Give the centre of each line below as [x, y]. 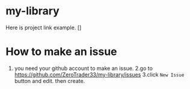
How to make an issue [62, 52]
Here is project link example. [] [44, 27]
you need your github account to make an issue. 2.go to [83, 68]
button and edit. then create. [50, 81]
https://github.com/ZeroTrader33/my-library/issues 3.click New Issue [99, 74]
